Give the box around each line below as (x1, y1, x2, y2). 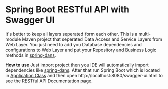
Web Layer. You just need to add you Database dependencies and (5, 41, 142, 47)
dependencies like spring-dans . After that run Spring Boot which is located (5, 67, 160, 73)
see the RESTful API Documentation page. (5, 78, 93, 84)
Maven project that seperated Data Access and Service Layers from (22, 36, 162, 42)
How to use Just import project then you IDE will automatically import (5, 62, 149, 68)
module (5, 36, 21, 42)
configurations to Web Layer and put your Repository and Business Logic (5, 47, 157, 53)
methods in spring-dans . (5, 52, 56, 58)
